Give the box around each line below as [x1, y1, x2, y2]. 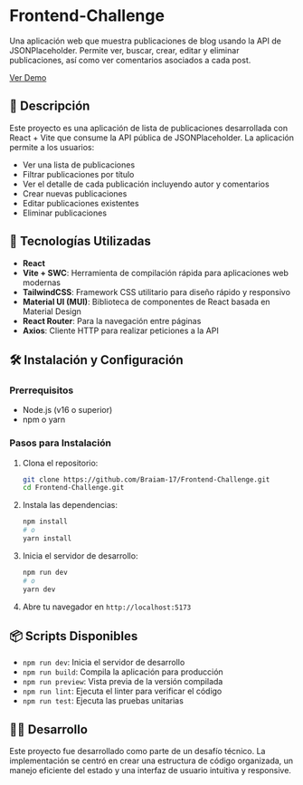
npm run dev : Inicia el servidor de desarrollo [22, 657, 185, 668]
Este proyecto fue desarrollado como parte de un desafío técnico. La [9, 746, 266, 757]
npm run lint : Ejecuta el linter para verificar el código [22, 685, 223, 697]
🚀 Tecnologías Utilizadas [9, 234, 151, 249]
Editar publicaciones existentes [22, 197, 139, 208]
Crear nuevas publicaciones [22, 187, 128, 199]
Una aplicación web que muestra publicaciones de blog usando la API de [9, 35, 282, 46]
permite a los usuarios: [9, 141, 95, 152]
